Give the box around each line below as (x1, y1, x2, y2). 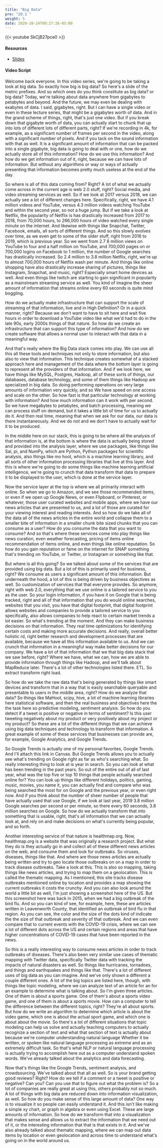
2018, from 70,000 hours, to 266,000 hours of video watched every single (5, 217, 153, 223)
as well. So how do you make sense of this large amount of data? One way (5, 1096, 154, 1102)
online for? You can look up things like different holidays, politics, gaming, (5, 777, 153, 783)
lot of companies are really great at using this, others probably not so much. (5, 1085, 157, 1091)
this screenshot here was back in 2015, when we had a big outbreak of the (5, 895, 154, 901)
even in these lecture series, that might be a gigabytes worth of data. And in (5, 109, 157, 115)
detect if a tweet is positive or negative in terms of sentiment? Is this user (5, 710, 152, 716)
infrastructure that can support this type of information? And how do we (5, 325, 149, 331)
